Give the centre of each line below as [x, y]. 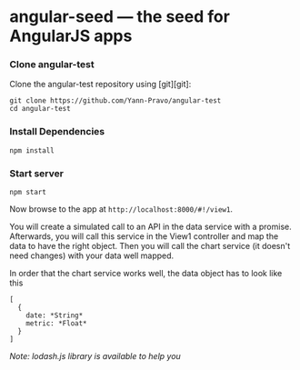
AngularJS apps [71, 36]
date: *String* [55, 315]
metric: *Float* [57, 324]
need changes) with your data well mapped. [92, 255]
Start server [36, 173]
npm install [32, 150]
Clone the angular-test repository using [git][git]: [100, 85]
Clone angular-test [52, 65]
